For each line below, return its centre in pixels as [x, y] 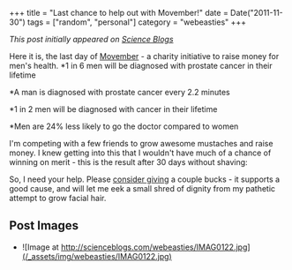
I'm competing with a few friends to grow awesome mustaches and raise [141, 143]
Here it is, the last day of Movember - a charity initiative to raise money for [144, 56]
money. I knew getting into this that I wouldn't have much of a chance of [140, 153]
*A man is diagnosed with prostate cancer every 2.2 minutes [120, 92]
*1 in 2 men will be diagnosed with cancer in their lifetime [113, 109]
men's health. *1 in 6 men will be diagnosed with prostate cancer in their [141, 66]
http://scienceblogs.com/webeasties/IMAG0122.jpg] [155, 247]
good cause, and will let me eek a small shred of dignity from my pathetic [142, 188]
